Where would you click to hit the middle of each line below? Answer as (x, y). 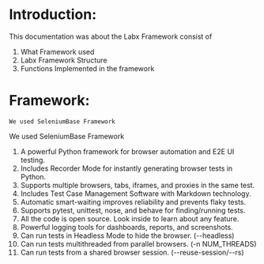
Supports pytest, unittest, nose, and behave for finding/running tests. (133, 210)
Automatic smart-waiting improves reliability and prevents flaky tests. (133, 202)
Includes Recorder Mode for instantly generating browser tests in (126, 168)
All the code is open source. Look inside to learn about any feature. (130, 218)
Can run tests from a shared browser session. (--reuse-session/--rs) (132, 252)
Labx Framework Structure (64, 60)
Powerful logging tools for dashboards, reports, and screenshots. (127, 227)
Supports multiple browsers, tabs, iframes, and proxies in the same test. (138, 185)
